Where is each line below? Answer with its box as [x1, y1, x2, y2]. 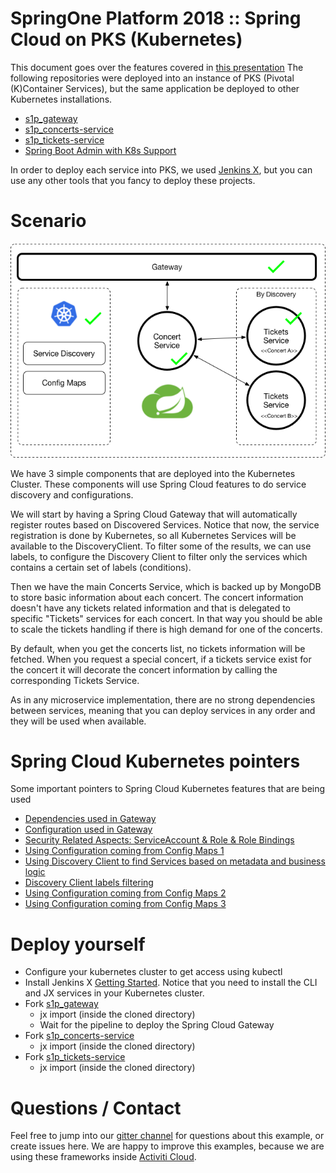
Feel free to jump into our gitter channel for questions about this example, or [10, 1130, 325, 1142]
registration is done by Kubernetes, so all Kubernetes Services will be [10, 529, 297, 541]
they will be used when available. [10, 715, 147, 727]
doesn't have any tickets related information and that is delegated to [10, 602, 292, 614]
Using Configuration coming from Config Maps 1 [24, 845, 225, 857]
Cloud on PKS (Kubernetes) [10, 28, 243, 51]
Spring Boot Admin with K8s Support [24, 144, 177, 156]
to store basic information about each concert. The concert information [10, 591, 304, 603]
